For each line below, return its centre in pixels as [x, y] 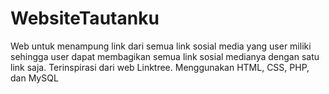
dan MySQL [34, 78]
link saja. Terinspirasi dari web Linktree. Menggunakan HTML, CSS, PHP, [160, 67]
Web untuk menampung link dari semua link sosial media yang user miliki [161, 46]
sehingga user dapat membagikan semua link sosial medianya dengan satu [165, 56]
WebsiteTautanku [85, 18]
